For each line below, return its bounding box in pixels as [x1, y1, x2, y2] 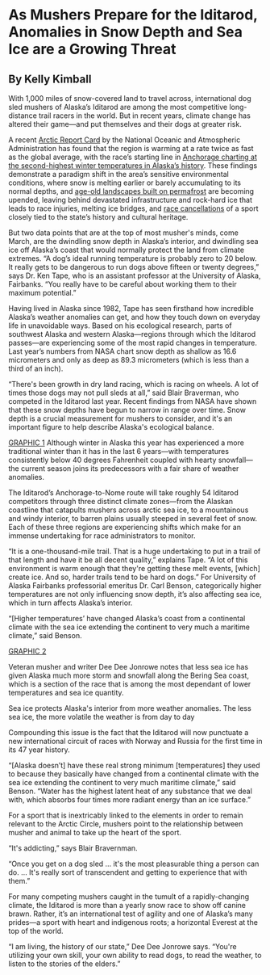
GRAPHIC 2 [8, 646, 47, 656]
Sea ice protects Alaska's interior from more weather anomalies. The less [8, 704, 251, 712]
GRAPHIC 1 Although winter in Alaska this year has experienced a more [8, 438, 244, 448]
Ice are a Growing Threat [8, 40, 177, 58]
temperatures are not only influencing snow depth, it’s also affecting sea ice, [8, 590, 262, 599]
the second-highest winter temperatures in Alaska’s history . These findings [8, 161, 258, 170]
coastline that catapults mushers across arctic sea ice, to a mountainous [8, 505, 249, 515]
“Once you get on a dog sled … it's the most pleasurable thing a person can [8, 859, 260, 868]
